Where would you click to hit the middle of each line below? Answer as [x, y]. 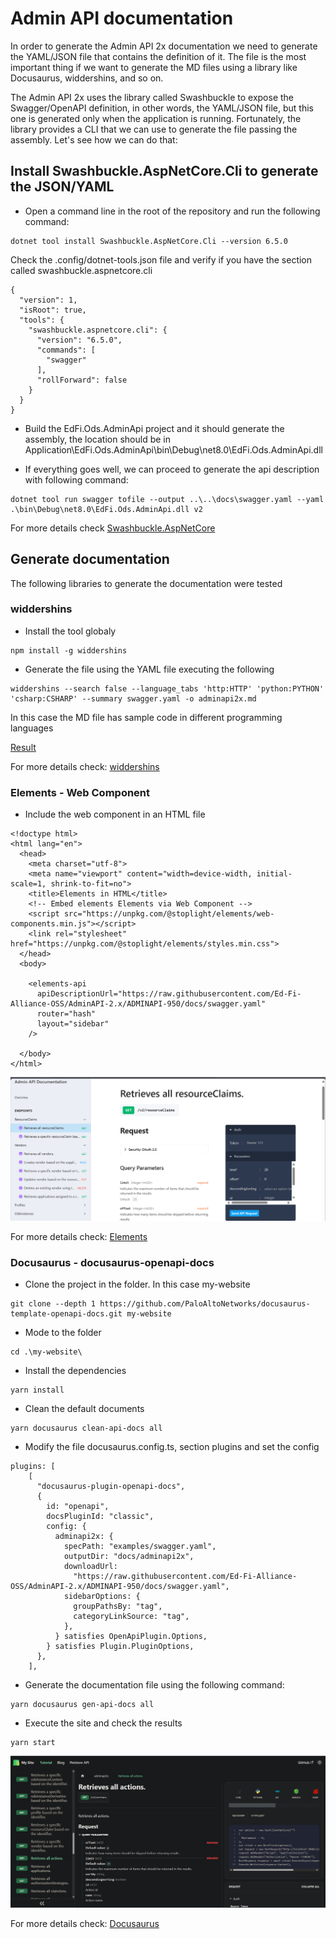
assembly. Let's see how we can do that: [94, 139]
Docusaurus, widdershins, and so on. [87, 78]
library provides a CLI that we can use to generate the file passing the [154, 129]
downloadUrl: [90, 1567]
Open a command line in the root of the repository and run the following [172, 211]
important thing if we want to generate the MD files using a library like [154, 67]
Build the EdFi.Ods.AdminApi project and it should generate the [154, 428]
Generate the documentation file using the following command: [154, 1685]
